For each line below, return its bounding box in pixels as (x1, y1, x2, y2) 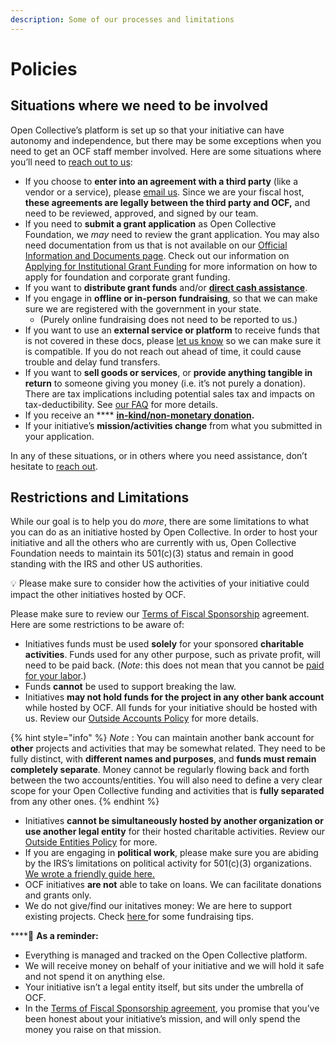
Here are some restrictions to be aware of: (10, 619, 185, 631)
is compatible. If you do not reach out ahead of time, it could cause (24, 345, 302, 357)
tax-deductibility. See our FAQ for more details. (24, 398, 219, 410)
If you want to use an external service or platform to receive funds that (24, 324, 320, 336)
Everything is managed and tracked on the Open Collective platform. (24, 949, 308, 961)
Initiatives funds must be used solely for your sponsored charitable (24, 638, 304, 650)
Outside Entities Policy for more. (24, 836, 158, 848)
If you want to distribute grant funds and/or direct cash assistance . (24, 281, 308, 293)
